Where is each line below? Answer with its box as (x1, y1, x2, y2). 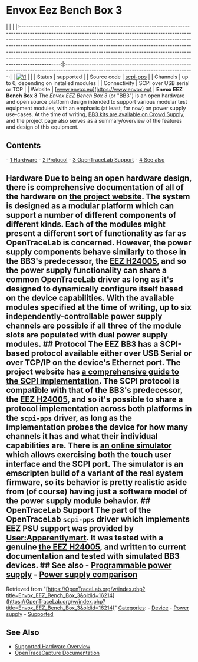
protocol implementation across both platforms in (6, 404, 192, 414)
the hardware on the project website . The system (6, 192, 190, 202)
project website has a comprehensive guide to (6, 367, 180, 377)
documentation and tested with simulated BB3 (6, 551, 180, 561)
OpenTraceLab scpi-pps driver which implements (6, 514, 190, 525)
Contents (6, 140, 41, 150)
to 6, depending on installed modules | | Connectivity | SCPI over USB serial (6, 79, 190, 86)
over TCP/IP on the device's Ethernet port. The (6, 358, 181, 368)
